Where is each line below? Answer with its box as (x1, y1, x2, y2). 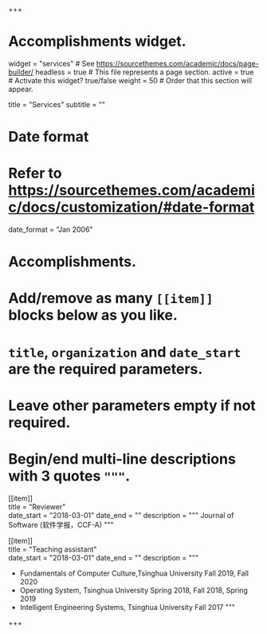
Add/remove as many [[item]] (8, 289, 214, 308)
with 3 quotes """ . (8, 467, 131, 484)
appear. (8, 84, 33, 94)
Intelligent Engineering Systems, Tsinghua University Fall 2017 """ (19, 602, 236, 612)
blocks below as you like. (8, 306, 178, 325)
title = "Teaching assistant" (8, 544, 97, 554)
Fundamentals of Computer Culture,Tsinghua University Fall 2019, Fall (19, 568, 249, 578)
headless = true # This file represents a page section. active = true (35, 67, 254, 77)
